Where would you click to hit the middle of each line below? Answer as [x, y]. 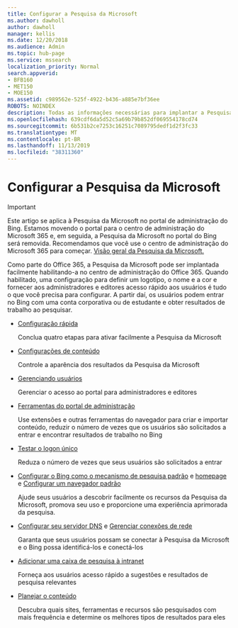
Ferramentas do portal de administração [76, 405]
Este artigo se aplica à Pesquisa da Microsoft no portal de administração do [118, 220]
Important [22, 207]
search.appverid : [33, 73]
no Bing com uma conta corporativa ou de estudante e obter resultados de [116, 302]
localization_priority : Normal [53, 67]
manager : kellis [31, 34]
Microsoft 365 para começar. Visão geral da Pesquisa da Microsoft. [106, 251]
